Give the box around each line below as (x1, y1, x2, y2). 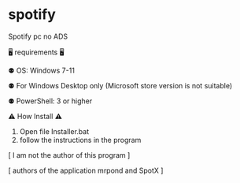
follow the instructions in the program (19, 135, 142, 144)
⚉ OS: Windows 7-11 (8, 65, 75, 75)
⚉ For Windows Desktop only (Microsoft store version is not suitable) (8, 80, 233, 90)
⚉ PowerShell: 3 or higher (8, 96, 93, 106)
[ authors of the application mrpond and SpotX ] (8, 166, 164, 175)
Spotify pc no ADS (8, 32, 68, 41)
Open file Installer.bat (19, 126, 89, 136)
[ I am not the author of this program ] (8, 150, 131, 159)
